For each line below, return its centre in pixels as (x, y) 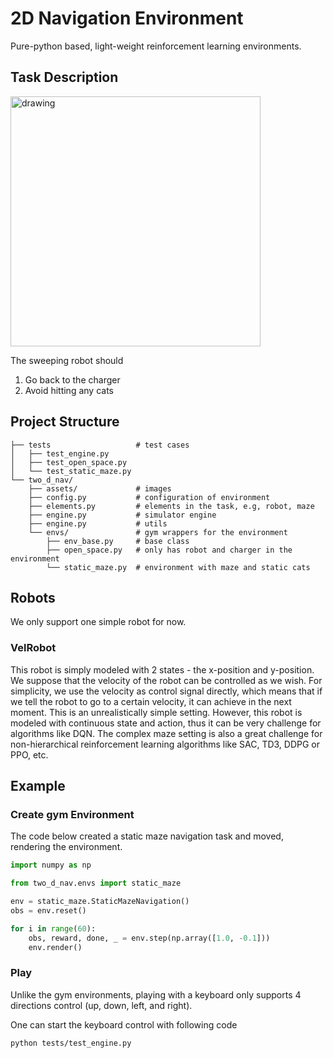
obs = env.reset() (48, 910)
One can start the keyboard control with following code (124, 1024)
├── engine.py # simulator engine (122, 515)
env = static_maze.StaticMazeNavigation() (100, 902)
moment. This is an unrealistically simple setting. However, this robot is (156, 712)
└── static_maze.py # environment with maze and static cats (178, 567)
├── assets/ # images (100, 488)
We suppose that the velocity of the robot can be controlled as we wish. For (166, 680)
